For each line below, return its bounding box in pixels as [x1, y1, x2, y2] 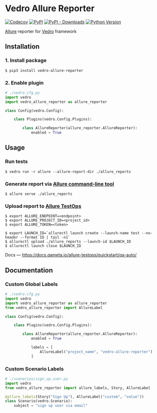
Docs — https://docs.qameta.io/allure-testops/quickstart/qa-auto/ [5, 252, 137, 258]
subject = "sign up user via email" [14, 403, 88, 408]
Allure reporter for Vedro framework [5, 28, 77, 34]
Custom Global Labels [5, 280, 58, 287]
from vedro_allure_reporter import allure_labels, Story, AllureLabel [5, 385, 151, 390]
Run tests [5, 158, 28, 165]
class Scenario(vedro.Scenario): [5, 399, 73, 404]
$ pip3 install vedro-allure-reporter [5, 68, 83, 73]
